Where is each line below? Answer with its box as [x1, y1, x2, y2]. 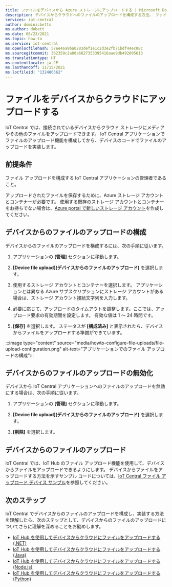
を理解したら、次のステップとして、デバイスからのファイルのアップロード [5, 517, 162, 523]
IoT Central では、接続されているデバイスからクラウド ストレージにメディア [5, 124, 165, 130]
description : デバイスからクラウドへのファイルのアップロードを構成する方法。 [5, 12, 154, 17]
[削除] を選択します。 [12, 429, 58, 435]
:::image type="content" [5, 340, 56, 346]
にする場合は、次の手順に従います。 [5, 389, 81, 396]
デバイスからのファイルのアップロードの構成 [5, 228, 147, 237]
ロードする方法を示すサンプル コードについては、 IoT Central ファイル [14, 473, 161, 479]
